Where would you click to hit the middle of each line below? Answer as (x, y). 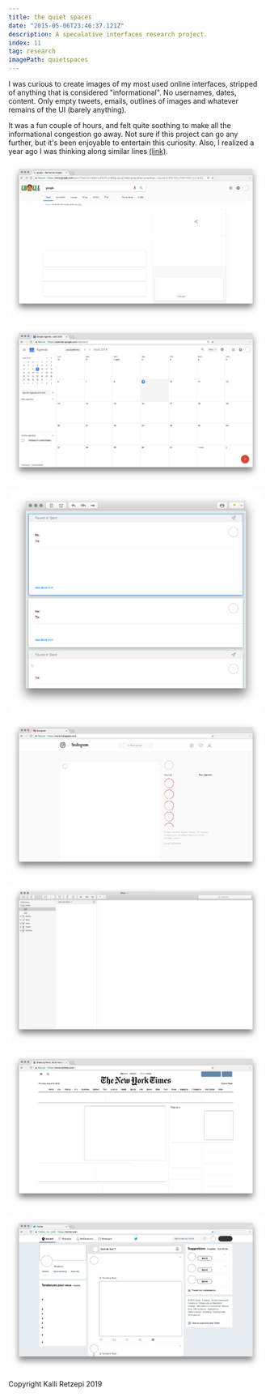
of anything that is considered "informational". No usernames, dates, (122, 92)
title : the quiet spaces (50, 17)
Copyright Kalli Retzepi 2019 (55, 1384)
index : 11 (25, 43)
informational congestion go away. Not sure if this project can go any (123, 134)
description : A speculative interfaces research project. (108, 34)
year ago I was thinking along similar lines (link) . (88, 151)
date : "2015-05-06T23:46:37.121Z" (67, 26)
